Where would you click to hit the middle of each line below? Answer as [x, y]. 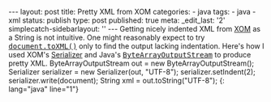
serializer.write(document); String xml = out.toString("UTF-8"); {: [116, 81]
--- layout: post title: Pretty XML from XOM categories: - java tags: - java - [132, 12]
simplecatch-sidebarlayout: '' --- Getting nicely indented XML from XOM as [135, 29]
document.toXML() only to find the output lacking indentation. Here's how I [136, 46]
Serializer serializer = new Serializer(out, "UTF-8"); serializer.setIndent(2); [132, 72]
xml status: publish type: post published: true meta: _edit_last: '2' [117, 20]
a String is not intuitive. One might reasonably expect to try [107, 37]
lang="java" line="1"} [44, 89]
